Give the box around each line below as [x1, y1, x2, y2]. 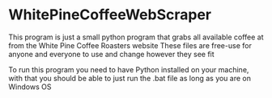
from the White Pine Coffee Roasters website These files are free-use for [8, 40, 253, 50]
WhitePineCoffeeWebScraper [8, 6, 212, 24]
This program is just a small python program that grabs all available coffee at [8, 32, 264, 42]
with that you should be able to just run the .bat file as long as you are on [8, 73, 252, 83]
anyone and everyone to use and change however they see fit [8, 49, 215, 59]
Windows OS [8, 82, 52, 92]
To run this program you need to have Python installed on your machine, [8, 64, 249, 74]
